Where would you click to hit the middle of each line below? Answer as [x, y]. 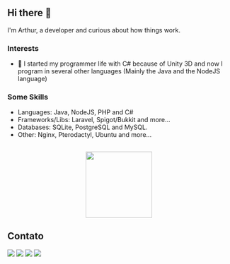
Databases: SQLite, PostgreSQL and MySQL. [82, 127]
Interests [23, 48]
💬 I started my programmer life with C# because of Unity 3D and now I [120, 64]
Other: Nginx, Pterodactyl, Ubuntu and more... [85, 135]
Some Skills [28, 97]
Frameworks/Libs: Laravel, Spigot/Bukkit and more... [94, 120]
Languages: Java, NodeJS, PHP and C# [75, 112]
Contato [25, 236]
